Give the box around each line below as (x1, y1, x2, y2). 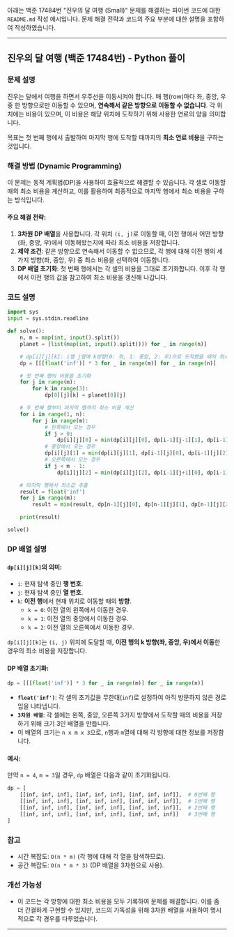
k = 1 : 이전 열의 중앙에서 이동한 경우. (27, 614, 129, 623)
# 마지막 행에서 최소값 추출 (19, 482, 88, 489)
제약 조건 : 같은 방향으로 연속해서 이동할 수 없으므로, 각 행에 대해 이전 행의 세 (17, 247, 223, 256)
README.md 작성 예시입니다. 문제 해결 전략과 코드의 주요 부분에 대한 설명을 (7, 15, 206, 23)
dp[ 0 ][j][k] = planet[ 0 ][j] (44, 392, 127, 399)
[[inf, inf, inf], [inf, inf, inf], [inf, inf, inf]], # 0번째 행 (19, 791, 215, 798)
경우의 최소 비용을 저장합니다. (7, 647, 88, 655)
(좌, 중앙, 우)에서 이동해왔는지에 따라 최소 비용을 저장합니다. (17, 238, 180, 247)
